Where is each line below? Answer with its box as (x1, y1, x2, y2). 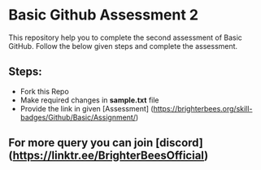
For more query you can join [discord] (8, 136, 203, 150)
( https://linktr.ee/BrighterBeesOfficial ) (8, 149, 209, 163)
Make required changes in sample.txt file (20, 95, 160, 105)
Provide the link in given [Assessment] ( (20, 103, 154, 113)
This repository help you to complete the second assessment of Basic (8, 33, 242, 42)
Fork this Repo (20, 86, 69, 96)
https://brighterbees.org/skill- (153, 103, 253, 113)
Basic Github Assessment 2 (8, 6, 199, 24)
